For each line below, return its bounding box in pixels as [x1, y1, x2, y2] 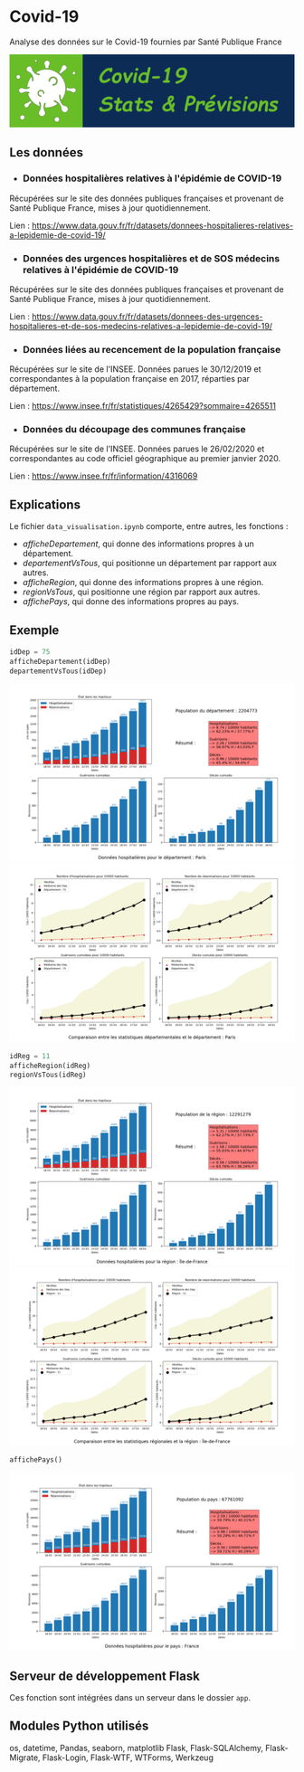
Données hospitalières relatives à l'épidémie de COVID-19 [22, 172, 282, 185]
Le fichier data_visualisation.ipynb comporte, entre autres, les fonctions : [9, 521, 289, 532]
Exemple [9, 622, 60, 638]
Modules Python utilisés [9, 1719, 149, 1734]
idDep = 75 [9, 648, 51, 657]
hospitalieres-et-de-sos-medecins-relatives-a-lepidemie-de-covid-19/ [9, 320, 273, 331]
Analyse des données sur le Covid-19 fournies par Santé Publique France [9, 36, 282, 47]
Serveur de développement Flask [9, 1668, 201, 1683]
